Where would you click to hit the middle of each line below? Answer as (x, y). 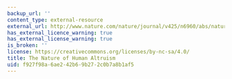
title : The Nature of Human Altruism (61, 58)
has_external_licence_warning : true (60, 33)
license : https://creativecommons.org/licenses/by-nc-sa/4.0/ (98, 52)
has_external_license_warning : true (60, 39)
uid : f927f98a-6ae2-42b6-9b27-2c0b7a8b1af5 (71, 65)
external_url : (28, 26)
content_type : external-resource (55, 20)
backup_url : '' (29, 13)
